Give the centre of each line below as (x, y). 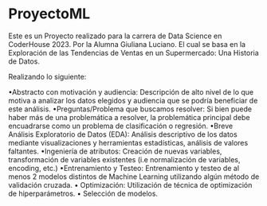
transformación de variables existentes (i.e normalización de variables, (124, 159)
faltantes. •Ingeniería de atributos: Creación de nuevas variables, (115, 151)
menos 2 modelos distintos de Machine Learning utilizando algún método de (134, 177)
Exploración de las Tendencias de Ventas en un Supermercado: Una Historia (133, 52)
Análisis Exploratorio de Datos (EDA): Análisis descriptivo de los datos (123, 134)
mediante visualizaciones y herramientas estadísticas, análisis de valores (128, 142)
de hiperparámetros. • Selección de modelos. (83, 193)
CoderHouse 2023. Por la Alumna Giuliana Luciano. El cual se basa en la (127, 44)
